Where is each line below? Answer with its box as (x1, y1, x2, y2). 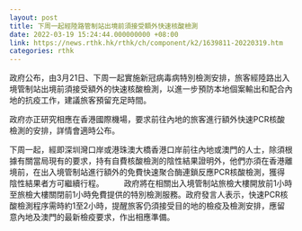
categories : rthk (9, 47, 75, 56)
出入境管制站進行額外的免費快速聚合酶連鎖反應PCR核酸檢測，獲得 (40, 167, 286, 178)
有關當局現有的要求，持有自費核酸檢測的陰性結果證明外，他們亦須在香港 (16, 155, 285, 166)
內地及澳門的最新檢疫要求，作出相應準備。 (16, 212, 175, 223)
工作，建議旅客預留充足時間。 (40, 95, 151, 106)
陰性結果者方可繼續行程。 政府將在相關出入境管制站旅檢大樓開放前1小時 (9, 178, 293, 189)
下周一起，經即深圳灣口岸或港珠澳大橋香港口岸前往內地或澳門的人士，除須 (9, 145, 285, 155)
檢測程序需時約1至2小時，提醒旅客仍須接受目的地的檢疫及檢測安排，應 (16, 200, 278, 211)
